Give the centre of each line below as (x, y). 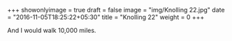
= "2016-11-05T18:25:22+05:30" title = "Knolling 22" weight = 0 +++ (106, 17)
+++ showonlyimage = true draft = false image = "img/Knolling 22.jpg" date (116, 10)
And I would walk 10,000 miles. (52, 30)
